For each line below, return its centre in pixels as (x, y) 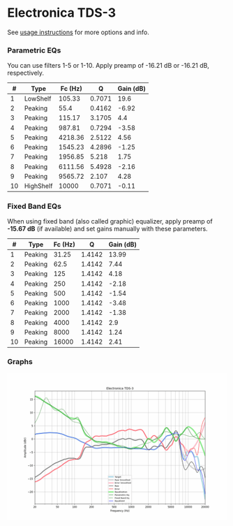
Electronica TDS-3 (62, 13)
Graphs (20, 362)
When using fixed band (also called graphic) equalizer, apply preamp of (110, 221)
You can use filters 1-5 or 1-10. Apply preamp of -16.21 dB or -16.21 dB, (108, 66)
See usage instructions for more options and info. (78, 32)
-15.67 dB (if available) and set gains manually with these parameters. (107, 229)
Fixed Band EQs (34, 206)
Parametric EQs (34, 50)
